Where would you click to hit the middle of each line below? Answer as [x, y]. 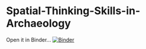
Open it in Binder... [29, 40]
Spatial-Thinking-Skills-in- [73, 11]
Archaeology [38, 23]
